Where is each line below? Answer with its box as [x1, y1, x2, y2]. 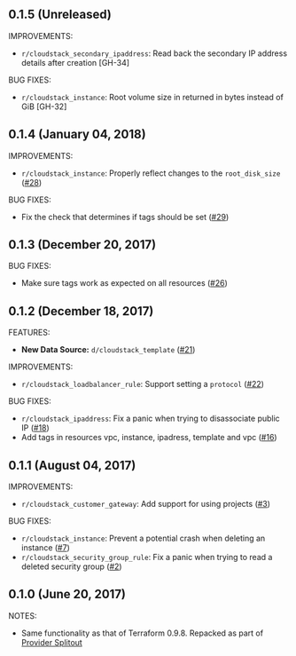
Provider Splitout [20, 636, 83, 647]
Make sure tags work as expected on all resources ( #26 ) [20, 278, 228, 288]
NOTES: [8, 610, 37, 620]
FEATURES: [8, 328, 51, 338]
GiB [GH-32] [20, 101, 67, 112]
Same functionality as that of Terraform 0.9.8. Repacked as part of [20, 628, 263, 638]
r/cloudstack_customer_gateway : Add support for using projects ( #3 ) [20, 499, 271, 510]
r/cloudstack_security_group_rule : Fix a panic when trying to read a [20, 552, 273, 563]
